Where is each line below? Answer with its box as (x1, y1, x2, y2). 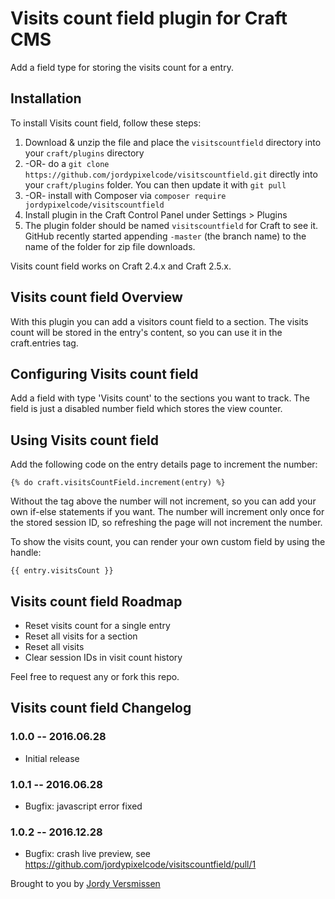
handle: (10, 547, 42, 559)
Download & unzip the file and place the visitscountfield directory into (24, 136, 322, 148)
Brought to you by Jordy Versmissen (10, 878, 161, 890)
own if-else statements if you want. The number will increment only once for (10, 506, 325, 518)
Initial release (24, 752, 80, 764)
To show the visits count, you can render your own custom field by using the (10, 536, 326, 548)
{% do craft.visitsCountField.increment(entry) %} (10, 478, 226, 488)
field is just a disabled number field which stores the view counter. (10, 403, 283, 415)
